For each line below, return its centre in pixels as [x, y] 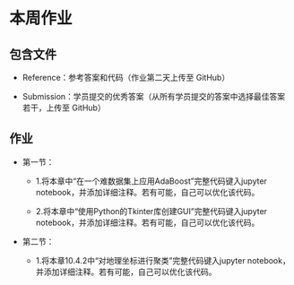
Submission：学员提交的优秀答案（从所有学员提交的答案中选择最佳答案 [154, 96]
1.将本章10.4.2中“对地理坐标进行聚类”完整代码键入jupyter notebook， [163, 260]
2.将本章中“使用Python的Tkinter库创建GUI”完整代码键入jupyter [151, 211]
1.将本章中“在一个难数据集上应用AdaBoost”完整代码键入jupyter [151, 181]
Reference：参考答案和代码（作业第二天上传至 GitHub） [126, 78]
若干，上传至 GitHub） [64, 108]
